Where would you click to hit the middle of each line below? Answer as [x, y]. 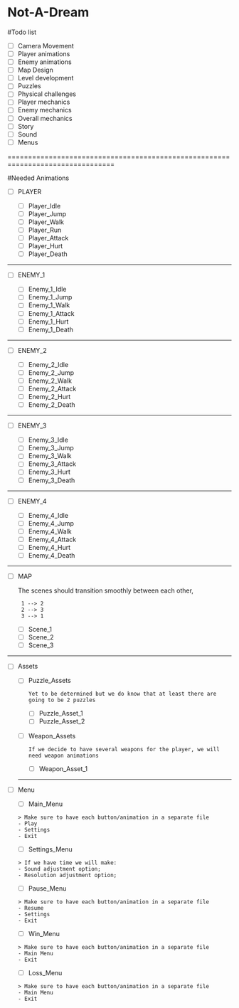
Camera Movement [46, 46]
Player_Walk [46, 222]
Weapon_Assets [52, 736]
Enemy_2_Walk [50, 381]
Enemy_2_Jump [51, 372]
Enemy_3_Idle [48, 440]
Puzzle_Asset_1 [61, 713]
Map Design [35, 70]
